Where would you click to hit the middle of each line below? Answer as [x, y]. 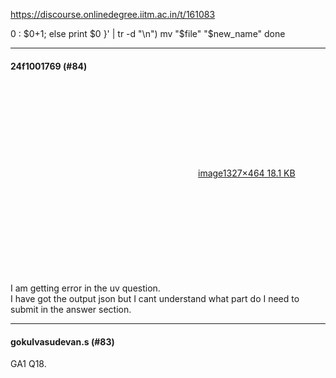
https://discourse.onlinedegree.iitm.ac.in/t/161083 [113, 14]
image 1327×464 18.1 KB [247, 173]
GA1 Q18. [28, 364]
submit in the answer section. [71, 310]
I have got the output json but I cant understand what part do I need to [155, 299]
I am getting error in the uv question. [85, 288]
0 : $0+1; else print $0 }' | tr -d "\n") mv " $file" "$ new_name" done [148, 33]
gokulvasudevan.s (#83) [62, 341]
